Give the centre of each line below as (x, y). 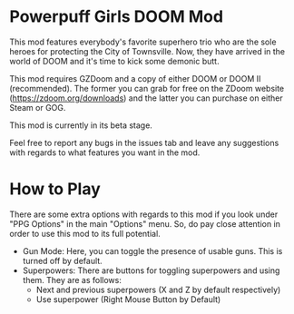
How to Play (55, 189)
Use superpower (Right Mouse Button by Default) (128, 299)
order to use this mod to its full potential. (85, 233)
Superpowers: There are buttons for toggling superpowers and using (151, 270)
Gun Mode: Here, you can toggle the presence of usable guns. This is (152, 250)
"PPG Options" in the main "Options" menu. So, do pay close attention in (145, 223)
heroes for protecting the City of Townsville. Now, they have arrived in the (147, 51)
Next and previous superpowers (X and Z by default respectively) (158, 289)
